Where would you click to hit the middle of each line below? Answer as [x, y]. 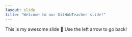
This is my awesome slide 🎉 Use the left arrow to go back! [66, 29]
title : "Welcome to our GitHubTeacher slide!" [56, 15]
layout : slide [20, 10]
